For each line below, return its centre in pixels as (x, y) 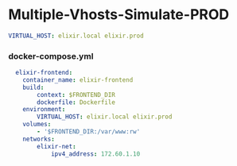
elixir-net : (57, 146)
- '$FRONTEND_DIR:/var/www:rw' (89, 132)
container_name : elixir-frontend (78, 80)
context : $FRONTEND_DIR (76, 95)
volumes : (37, 125)
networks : (39, 139)
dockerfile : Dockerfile (76, 102)
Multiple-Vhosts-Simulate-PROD (118, 15)
